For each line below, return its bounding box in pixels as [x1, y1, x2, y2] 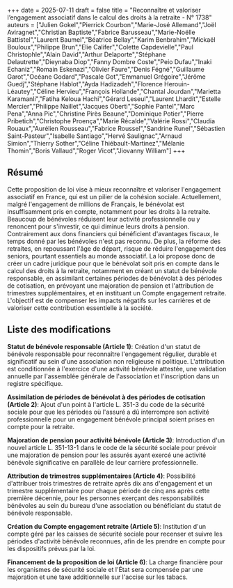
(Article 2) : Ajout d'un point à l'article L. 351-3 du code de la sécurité [7, 400, 205, 408]
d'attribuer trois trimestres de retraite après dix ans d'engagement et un [7, 479, 213, 487]
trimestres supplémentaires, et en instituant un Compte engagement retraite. [7, 288, 227, 297]
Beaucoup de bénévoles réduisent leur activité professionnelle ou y [7, 215, 200, 223]
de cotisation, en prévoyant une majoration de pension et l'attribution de [7, 281, 214, 290]
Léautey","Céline [7, 87, 55, 95]
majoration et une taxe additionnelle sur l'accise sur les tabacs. [7, 573, 188, 581]
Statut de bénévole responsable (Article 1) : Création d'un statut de [7, 342, 201, 350]
